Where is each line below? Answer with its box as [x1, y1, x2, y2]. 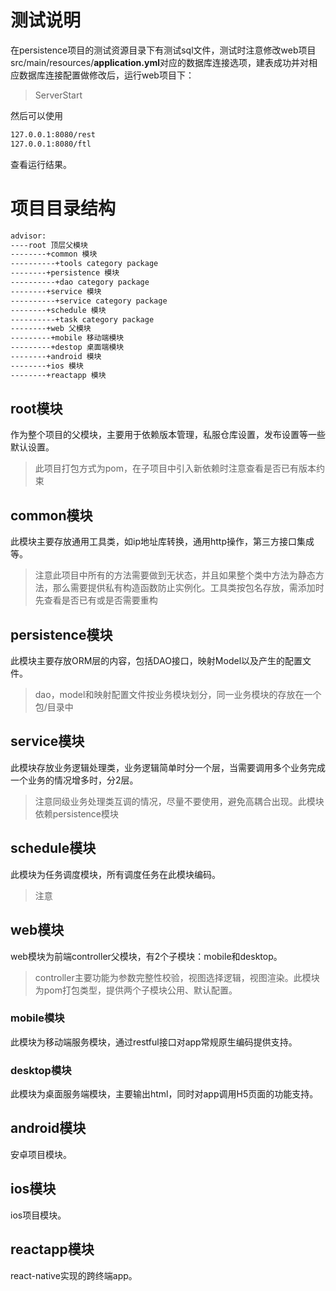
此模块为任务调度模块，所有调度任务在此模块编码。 [10, 868, 221, 880]
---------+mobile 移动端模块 [10, 333, 125, 343]
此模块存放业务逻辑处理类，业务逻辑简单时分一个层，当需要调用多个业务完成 [10, 761, 326, 773]
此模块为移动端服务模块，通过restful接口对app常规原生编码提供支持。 [10, 1036, 298, 1048]
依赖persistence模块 [34, 807, 120, 820]
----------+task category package [10, 314, 155, 325]
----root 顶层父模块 [10, 240, 88, 250]
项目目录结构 [10, 197, 117, 220]
